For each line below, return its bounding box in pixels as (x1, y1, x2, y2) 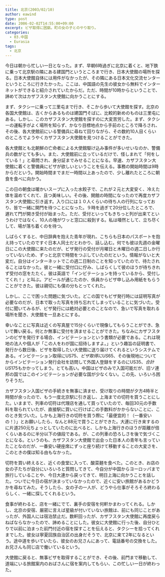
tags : (5, 44, 16, 49)
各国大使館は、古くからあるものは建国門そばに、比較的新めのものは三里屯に (5, 110, 161, 116)
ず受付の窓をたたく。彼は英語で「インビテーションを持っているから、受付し (5, 270, 161, 276)
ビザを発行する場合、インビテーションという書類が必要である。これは (13, 334, 156, 340)
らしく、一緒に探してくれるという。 (5, 490, 78, 496)
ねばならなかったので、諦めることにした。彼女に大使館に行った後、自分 (5, 519, 152, 525)
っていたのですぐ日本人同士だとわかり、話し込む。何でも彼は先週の (13, 240, 152, 245)
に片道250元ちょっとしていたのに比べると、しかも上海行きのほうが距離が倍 (5, 425, 160, 430)
